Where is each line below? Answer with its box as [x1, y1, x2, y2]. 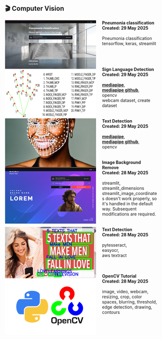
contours [102, 309, 120, 315]
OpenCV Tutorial [102, 273, 137, 279]
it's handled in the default [102, 200, 153, 206]
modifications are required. [102, 211, 156, 217]
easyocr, [102, 247, 119, 253]
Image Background [102, 159, 141, 165]
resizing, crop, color [102, 294, 142, 300]
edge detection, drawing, [102, 304, 152, 310]
